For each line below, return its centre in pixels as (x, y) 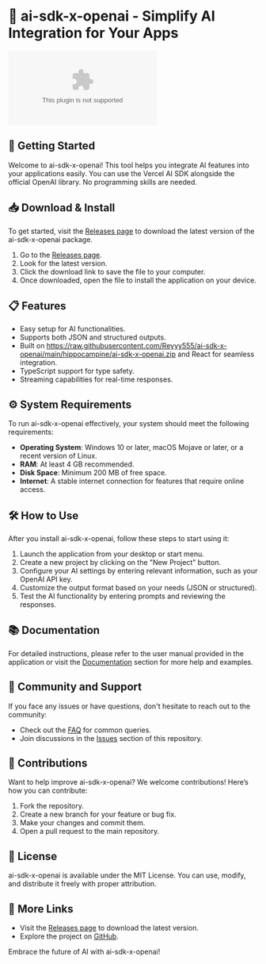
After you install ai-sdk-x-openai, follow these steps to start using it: (119, 538)
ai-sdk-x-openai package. (51, 239)
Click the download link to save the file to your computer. (112, 271)
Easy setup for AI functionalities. (72, 329)
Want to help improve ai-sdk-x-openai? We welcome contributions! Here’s (129, 782)
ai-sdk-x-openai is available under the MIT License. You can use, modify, (127, 875)
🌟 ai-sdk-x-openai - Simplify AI (112, 16)
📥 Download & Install (62, 208)
